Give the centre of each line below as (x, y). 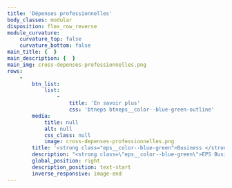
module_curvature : (33, 33)
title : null (61, 122)
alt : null (58, 129)
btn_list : (46, 84)
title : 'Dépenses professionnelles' (60, 13)
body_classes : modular (40, 20)
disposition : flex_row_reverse (52, 26)
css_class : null (67, 135)
